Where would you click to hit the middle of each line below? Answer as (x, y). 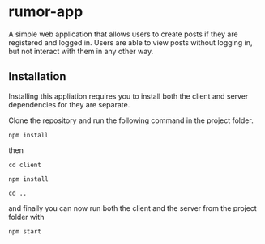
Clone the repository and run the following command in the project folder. (131, 120)
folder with (26, 217)
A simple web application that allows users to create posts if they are (123, 34)
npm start (25, 231)
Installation (37, 76)
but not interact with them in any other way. (81, 51)
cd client (25, 165)
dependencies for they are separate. (69, 104)
